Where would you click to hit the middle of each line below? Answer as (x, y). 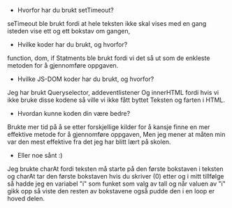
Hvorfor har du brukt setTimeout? (65, 10)
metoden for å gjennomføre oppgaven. (63, 65)
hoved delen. (26, 199)
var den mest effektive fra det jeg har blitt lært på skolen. (89, 142)
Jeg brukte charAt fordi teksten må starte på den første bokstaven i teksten (115, 169)
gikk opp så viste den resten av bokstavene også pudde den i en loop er (111, 191)
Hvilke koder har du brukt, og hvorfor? (72, 44)
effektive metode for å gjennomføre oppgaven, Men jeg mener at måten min (116, 134)
